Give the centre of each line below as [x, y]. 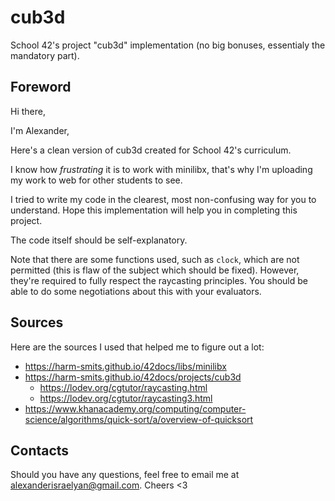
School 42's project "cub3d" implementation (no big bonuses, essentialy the [168, 45]
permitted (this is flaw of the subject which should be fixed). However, [155, 270]
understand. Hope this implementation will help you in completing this [154, 210]
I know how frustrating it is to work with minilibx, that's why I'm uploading [161, 169]
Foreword [41, 87]
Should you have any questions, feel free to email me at [125, 475]
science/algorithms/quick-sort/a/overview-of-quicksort [139, 419]
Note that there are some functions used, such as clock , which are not [155, 259]
